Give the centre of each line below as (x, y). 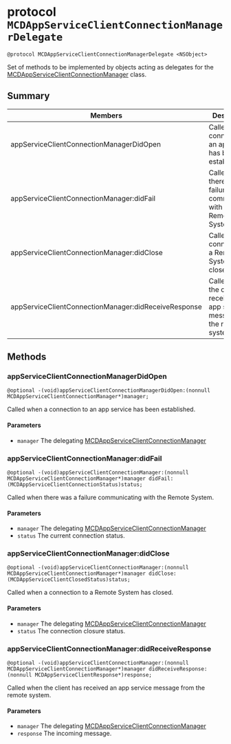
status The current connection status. (71, 536)
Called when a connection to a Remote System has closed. (90, 593)
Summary (29, 96)
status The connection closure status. (71, 631)
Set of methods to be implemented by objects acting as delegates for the (111, 67)
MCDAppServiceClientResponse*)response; (93, 675)
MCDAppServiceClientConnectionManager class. (77, 74)
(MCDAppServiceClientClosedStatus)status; (69, 580)
